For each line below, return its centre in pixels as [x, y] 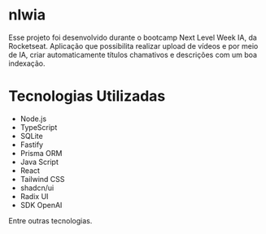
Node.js [33, 119]
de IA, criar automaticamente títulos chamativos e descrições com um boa [133, 54]
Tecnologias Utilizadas [87, 96]
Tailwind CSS [42, 179]
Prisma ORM [41, 153]
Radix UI [34, 196]
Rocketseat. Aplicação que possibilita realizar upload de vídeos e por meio [133, 45]
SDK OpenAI [41, 205]
